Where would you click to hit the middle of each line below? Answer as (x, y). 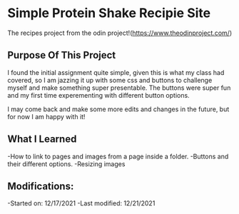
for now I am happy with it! (46, 116)
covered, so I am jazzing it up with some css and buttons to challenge (110, 80)
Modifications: (41, 186)
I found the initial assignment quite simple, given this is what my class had (116, 72)
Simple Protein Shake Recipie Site (109, 13)
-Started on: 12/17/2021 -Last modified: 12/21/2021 (81, 203)
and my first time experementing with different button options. (99, 95)
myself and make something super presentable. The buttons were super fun (119, 88)
